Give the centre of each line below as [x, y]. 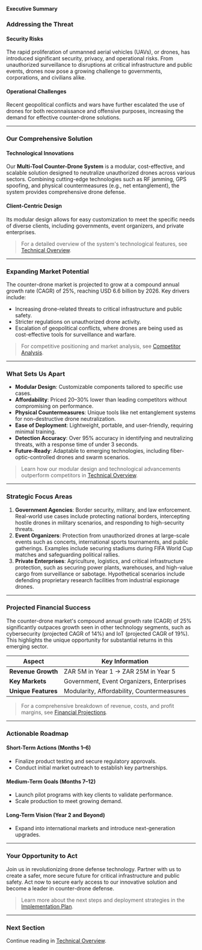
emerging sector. [27, 646]
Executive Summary [32, 9]
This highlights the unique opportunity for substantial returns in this [90, 640]
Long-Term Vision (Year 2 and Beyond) [56, 815]
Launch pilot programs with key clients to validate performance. [94, 795]
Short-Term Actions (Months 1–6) [49, 748]
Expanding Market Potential [47, 272]
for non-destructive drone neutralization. [65, 419]
